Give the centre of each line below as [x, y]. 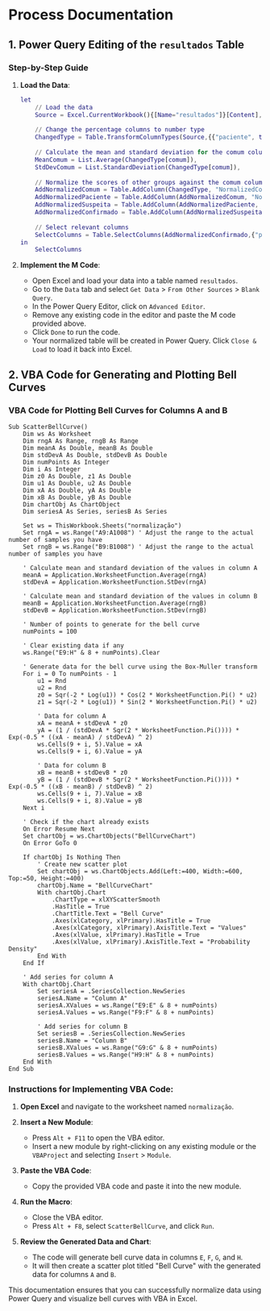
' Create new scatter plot [83, 864]
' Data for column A [72, 716]
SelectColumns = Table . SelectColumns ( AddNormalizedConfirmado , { [145, 235]
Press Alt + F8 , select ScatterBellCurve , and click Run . [123, 1226]
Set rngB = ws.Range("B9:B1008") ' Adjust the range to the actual [138, 547]
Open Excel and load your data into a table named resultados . [135, 281]
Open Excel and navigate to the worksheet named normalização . [127, 1107]
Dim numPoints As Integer [66, 462]
